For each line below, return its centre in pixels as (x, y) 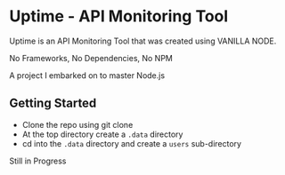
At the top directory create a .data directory (102, 134)
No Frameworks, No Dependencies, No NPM (91, 58)
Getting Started (53, 103)
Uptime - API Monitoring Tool (119, 16)
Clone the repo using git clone (77, 124)
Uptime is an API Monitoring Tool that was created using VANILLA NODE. (143, 41)
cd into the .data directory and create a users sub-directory (132, 143)
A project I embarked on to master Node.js (87, 75)
